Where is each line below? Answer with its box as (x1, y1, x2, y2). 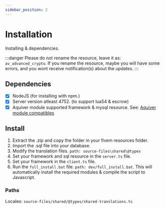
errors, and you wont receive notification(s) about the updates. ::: (5, 65, 139, 71)
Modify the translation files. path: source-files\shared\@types (12, 148, 141, 154)
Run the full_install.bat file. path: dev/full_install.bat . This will (12, 164, 153, 170)
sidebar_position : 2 (5, 7, 48, 12)
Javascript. (12, 175, 36, 181)
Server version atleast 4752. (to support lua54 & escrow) (12, 99, 129, 104)
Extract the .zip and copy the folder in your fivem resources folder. (12, 137, 149, 143)
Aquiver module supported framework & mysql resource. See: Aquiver (12, 104, 157, 110)
